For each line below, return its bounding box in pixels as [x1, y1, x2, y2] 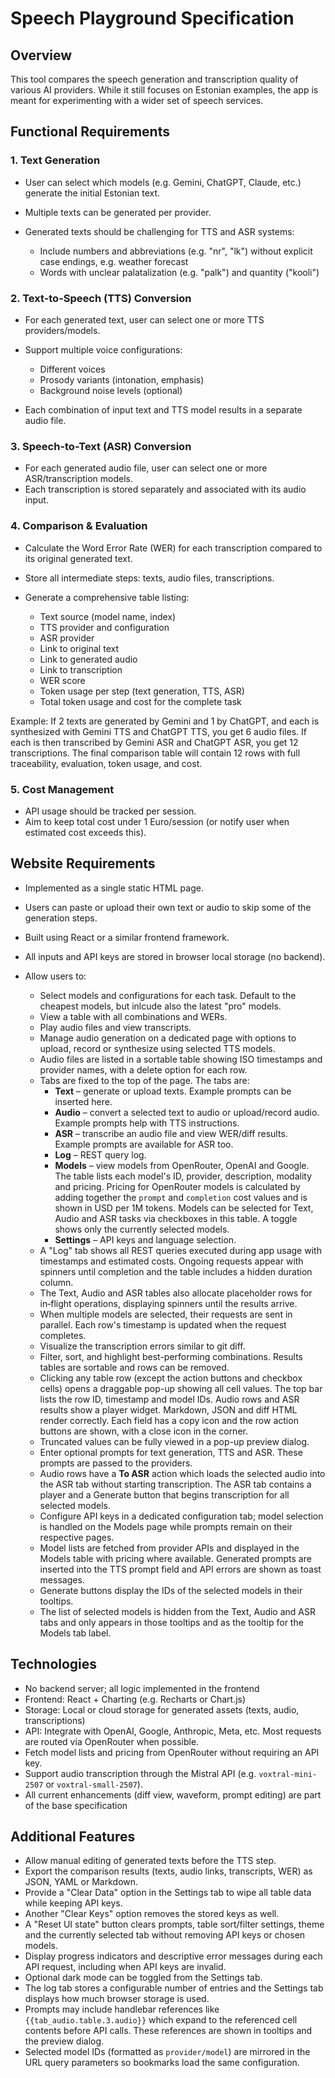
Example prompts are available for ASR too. [54, 1138, 234, 1150]
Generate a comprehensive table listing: [24, 591, 190, 603]
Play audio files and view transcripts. [39, 1021, 192, 1033]
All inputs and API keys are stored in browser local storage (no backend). [24, 950, 326, 962]
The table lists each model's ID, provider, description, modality [54, 1170, 313, 1182]
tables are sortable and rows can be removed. [39, 1361, 230, 1373]
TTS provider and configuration [39, 621, 170, 633]
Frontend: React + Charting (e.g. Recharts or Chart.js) [24, 1693, 247, 1705]
